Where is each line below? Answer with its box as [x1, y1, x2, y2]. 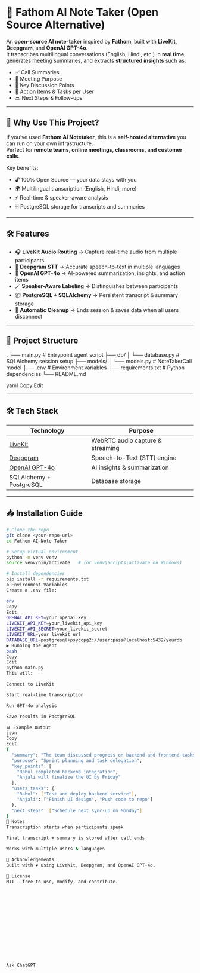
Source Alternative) [6, 18, 105, 32]
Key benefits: [6, 164, 39, 171]
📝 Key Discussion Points [14, 81, 74, 88]
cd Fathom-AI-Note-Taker [6, 538, 68, 544]
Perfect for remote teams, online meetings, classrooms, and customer [6, 146, 183, 153]
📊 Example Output [6, 724, 51, 730]
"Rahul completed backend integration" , [17, 769, 118, 775]
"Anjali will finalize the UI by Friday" [17, 774, 121, 781]
